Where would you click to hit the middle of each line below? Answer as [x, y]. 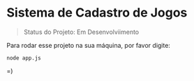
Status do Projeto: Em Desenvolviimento [81, 32]
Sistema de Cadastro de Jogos [97, 13]
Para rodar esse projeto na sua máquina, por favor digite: [88, 45]
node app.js [24, 58]
